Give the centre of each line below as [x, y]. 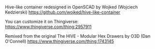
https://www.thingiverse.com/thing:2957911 [48, 27]
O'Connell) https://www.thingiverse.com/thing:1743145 [60, 41]
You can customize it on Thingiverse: [42, 22]
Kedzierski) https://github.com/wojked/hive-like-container [63, 12]
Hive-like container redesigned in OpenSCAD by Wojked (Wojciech [71, 7]
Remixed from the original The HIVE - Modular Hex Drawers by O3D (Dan [78, 36]
